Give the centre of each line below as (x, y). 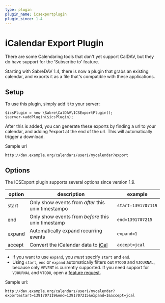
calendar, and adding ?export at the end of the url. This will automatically (79, 132)
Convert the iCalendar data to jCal (69, 245)
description (71, 194)
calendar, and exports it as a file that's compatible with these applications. (80, 77)
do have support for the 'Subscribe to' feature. (52, 62)
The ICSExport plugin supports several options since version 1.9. (70, 182)
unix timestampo (49, 208)
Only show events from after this (67, 202)
